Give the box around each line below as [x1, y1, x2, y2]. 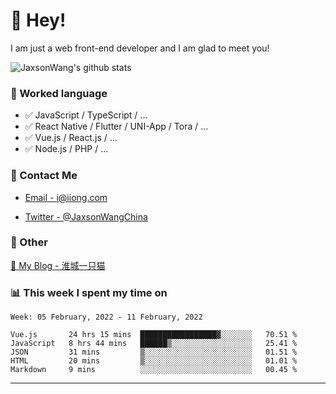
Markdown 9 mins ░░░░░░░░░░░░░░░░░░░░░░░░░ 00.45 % [10, 365, 298, 375]
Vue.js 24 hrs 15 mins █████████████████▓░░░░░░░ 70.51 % [10, 330, 298, 340]
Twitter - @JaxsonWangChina [24, 210, 148, 223]
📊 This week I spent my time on [10, 285, 168, 299]
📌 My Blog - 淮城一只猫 [10, 259, 106, 271]
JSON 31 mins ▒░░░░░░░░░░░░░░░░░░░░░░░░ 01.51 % [10, 347, 298, 358]
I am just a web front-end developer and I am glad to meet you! [10, 42, 270, 54]
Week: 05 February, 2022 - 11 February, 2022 [10, 312, 203, 323]
